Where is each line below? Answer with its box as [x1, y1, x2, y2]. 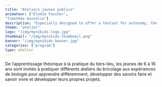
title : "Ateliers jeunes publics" [5, 7, 75, 12]
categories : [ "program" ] [5, 43, 55, 48]
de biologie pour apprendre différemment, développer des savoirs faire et [5, 71, 152, 77]
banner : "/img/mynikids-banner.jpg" [5, 39, 79, 43]
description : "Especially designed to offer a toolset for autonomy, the [5, 20, 158, 26]
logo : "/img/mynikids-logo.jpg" [5, 29, 70, 34]
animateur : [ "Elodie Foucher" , [5, 12, 68, 16]
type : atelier [5, 47, 34, 52]
